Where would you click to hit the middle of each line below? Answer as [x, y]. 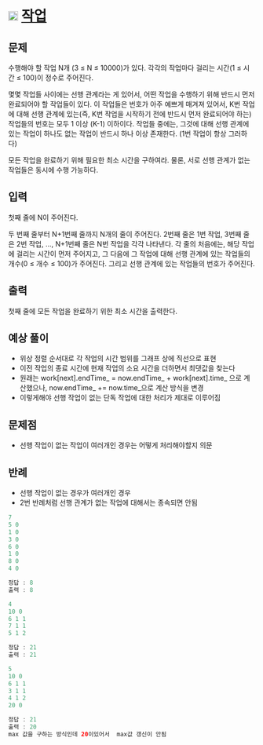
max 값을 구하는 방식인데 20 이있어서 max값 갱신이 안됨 [88, 734]
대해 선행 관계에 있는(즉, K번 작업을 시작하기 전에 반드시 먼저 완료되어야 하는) [134, 114]
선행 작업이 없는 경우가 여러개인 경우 [75, 493]
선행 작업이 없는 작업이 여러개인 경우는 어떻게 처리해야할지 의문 [116, 445]
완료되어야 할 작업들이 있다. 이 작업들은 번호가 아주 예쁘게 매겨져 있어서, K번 [124, 104]
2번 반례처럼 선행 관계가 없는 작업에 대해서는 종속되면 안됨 [108, 502]
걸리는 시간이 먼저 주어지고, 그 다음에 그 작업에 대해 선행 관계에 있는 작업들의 [133, 254]
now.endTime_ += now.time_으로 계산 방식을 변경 [126, 388]
